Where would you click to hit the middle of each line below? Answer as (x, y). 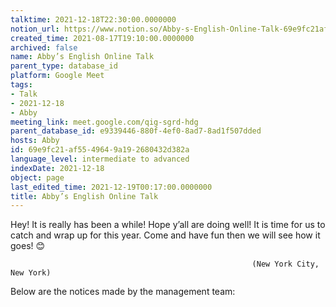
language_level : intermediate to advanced (100, 159)
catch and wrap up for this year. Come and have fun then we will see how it (165, 235)
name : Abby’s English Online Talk (82, 57)
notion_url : (35, 29)
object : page (37, 177)
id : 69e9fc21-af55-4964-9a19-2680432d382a (100, 150)
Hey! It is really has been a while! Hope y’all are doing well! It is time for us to (168, 225)
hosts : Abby (35, 141)
